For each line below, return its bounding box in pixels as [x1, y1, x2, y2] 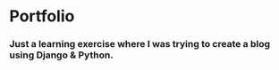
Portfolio [9, 6, 75, 27]
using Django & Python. [9, 49, 114, 61]
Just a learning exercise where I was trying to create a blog [9, 38, 271, 51]
